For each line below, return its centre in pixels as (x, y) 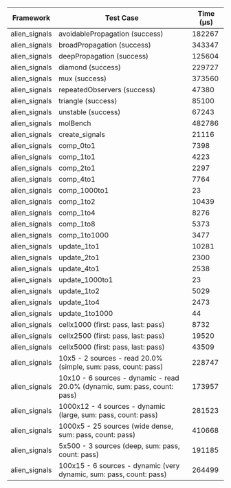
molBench (75, 123)
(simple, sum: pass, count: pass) (111, 367)
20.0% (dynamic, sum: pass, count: (116, 386)
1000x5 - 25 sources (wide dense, (116, 426)
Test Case (122, 18)
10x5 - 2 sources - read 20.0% (110, 358)
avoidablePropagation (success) (111, 34)
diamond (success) (90, 67)
